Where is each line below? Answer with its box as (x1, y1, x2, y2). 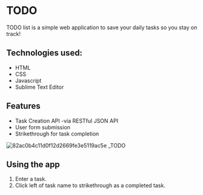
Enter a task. (15, 176, 47, 183)
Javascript (15, 77, 42, 84)
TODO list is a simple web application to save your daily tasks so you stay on (6, 24, 198, 31)
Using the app (6, 159, 61, 169)
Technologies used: (6, 48, 83, 58)
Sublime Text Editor (15, 83, 64, 91)
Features (6, 101, 41, 111)
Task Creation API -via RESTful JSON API (15, 117, 119, 125)
